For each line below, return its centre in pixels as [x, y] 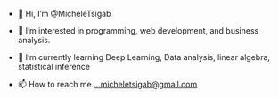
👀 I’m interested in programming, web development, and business [138, 30]
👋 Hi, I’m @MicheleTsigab [64, 14]
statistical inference [54, 67]
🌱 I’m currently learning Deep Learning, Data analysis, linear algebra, [144, 57]
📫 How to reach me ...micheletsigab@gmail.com [107, 84]
